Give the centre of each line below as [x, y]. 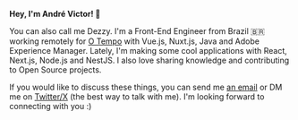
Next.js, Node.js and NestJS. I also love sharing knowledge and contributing [149, 60]
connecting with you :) [51, 106]
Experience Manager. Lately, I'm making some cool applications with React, [149, 51]
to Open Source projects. [55, 70]
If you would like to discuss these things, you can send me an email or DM [146, 87]
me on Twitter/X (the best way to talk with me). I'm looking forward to [137, 97]
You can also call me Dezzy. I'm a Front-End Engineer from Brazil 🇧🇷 [137, 31]
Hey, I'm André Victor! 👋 [55, 14]
